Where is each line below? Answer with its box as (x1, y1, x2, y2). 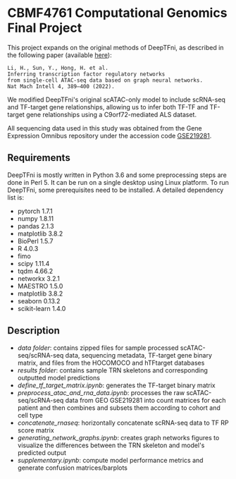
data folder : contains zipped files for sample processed (17, 344, 179, 352)
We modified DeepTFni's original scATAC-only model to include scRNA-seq (7, 95, 225, 104)
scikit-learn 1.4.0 (17, 304, 66, 313)
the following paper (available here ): (7, 51, 112, 59)
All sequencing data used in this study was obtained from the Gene (7, 123, 202, 132)
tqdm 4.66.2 (17, 267, 54, 275)
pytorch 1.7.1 (17, 207, 53, 215)
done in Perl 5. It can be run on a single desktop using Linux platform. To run (7, 178, 229, 186)
